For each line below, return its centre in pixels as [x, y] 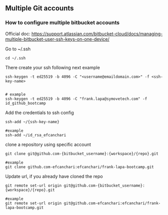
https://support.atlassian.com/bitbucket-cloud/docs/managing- [97, 34]
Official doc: [18, 34]
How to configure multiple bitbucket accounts [62, 23]
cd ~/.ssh [16, 58]
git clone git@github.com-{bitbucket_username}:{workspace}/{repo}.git [82, 153]
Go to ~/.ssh [18, 49]
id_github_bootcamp [26, 103]
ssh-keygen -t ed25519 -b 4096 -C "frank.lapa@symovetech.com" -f [76, 99]
